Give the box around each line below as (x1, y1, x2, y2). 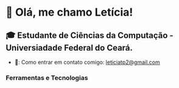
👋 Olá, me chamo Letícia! (5, 5, 133, 19)
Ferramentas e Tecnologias (5, 74, 88, 82)
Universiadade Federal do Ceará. (5, 42, 133, 53)
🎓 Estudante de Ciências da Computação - (5, 30, 174, 40)
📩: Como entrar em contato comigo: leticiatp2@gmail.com (14, 58, 161, 66)
